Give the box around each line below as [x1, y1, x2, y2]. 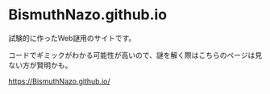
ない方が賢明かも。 [8, 60, 73, 70]
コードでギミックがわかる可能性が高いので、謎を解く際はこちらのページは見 [8, 50, 263, 59]
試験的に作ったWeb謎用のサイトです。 [8, 33, 136, 43]
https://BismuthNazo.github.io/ [8, 76, 110, 86]
